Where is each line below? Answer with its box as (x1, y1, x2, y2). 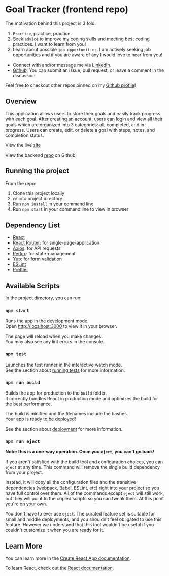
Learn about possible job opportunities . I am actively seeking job (12, 46, 151, 52)
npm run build (5, 380, 40, 385)
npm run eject (5, 439, 40, 444)
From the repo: (5, 180, 37, 186)
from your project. (5, 469, 43, 476)
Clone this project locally (12, 190, 65, 196)
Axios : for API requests (12, 245, 61, 251)
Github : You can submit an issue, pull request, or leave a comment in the (12, 67, 164, 73)
